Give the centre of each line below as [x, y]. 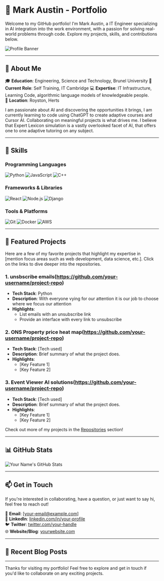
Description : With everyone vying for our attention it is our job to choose [85, 299]
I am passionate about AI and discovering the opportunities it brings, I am [79, 110]
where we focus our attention [42, 304]
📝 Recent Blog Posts [36, 552]
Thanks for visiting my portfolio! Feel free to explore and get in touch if [76, 568]
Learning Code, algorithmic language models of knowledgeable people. [77, 95]
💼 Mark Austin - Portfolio [56, 10]
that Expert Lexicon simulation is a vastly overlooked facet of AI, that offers [81, 125]
